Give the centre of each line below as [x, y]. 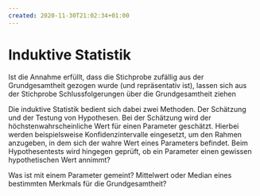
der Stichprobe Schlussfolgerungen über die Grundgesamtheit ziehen [122, 94]
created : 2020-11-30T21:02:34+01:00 [69, 15]
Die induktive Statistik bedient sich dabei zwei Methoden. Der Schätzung [127, 109]
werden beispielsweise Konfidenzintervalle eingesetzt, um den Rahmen [125, 134]
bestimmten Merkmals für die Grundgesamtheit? [87, 183]
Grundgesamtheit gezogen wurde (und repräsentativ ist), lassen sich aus [128, 85]
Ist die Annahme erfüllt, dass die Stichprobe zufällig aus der [106, 77]
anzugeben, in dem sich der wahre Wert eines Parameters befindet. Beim [128, 143]
